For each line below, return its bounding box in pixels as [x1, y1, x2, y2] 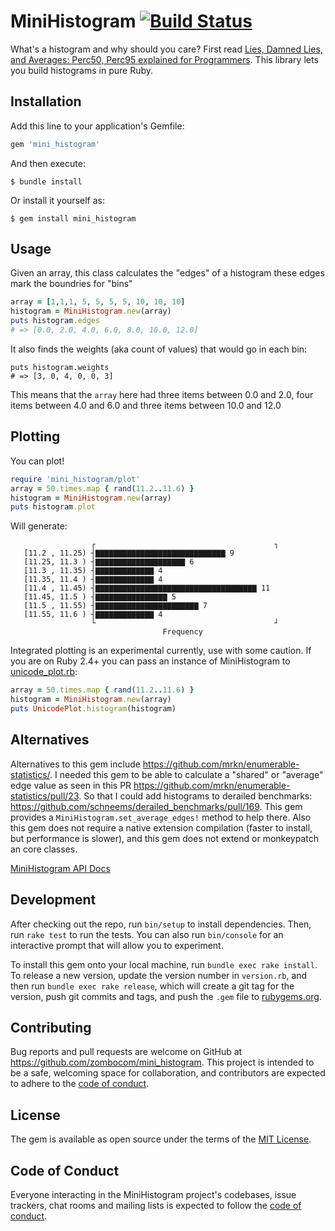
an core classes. [10, 843, 78, 855]
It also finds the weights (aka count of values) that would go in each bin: [10, 343, 308, 355]
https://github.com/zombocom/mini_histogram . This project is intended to [10, 1056, 315, 1069]
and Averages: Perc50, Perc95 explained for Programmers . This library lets [10, 53, 319, 65]
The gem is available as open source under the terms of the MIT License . [10, 1133, 312, 1145]
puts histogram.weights [10, 362, 110, 372]
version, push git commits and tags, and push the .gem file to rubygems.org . [10, 990, 323, 1002]
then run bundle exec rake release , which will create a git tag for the [10, 980, 295, 992]
